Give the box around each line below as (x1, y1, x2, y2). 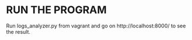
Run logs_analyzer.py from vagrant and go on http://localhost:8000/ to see (6, 22, 186, 29)
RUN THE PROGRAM (6, 3, 107, 17)
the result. (6, 28, 31, 35)
